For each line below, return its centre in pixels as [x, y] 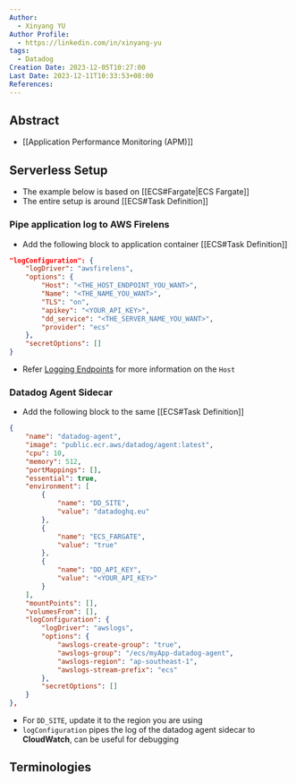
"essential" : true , [62, 478]
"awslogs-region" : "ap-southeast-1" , [127, 661]
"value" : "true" [87, 545]
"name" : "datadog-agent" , [74, 437]
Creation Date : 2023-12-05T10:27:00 [77, 68]
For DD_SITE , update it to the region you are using [112, 720]
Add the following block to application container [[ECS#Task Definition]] [155, 244]
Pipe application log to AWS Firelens [89, 225]
